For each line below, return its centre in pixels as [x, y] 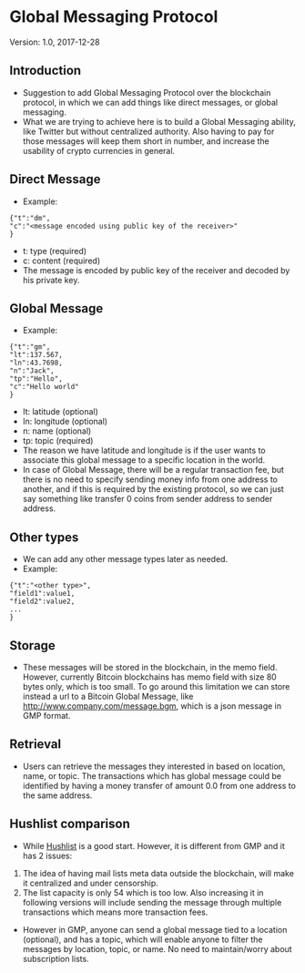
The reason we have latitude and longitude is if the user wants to [144, 451]
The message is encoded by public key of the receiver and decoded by [156, 270]
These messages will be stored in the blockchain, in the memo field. [150, 667]
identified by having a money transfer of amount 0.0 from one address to [159, 785]
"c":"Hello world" [44, 387]
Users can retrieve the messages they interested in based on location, [154, 766]
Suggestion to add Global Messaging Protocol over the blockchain [147, 92]
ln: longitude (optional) [65, 422]
